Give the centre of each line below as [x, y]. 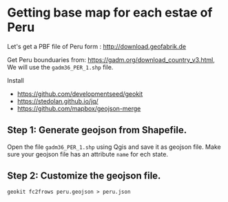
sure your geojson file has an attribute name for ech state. [88, 154]
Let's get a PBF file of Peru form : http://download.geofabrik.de [97, 46]
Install [15, 80]
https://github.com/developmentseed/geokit [80, 94]
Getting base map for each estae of [110, 13]
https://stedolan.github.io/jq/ [58, 101]
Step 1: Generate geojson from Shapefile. [97, 130]
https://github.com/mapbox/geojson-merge [79, 108]
